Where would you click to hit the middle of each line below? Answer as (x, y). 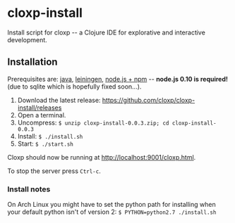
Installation (32, 62)
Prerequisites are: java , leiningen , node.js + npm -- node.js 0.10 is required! (117, 79)
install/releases (40, 108)
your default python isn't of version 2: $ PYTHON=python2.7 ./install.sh (112, 212)
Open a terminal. (42, 115)
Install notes (29, 189)
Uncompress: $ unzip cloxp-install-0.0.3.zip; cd (93, 122)
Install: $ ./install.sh (50, 136)
